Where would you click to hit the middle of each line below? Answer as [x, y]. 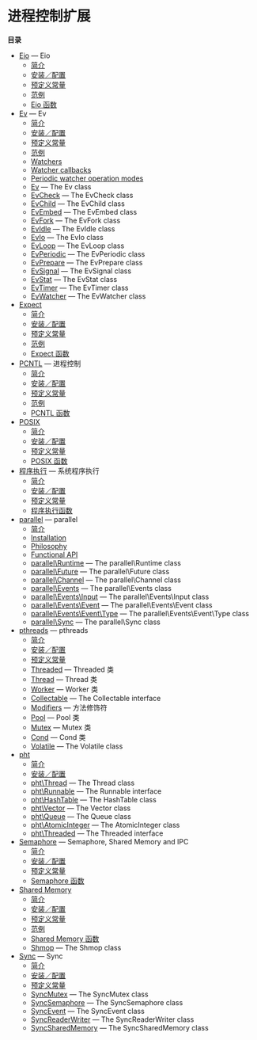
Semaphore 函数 [57, 881]
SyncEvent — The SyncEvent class [88, 1011]
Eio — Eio [34, 55]
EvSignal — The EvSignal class [81, 271]
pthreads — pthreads [53, 630]
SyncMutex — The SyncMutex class [89, 994]
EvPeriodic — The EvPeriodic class [88, 253]
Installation [48, 537]
